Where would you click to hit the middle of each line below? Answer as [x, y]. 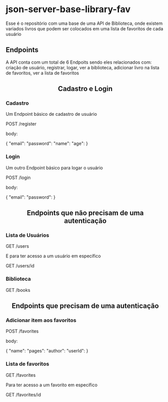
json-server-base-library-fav [68, 9]
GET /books [18, 290]
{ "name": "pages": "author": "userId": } [47, 351]
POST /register [21, 124]
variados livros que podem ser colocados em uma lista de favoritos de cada [85, 28]
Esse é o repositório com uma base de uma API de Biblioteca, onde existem [84, 23]
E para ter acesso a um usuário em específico [53, 256]
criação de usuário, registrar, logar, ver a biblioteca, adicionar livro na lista [82, 67]
